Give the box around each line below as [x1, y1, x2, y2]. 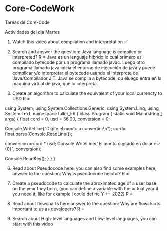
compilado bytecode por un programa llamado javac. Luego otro [12, 59, 145, 65]
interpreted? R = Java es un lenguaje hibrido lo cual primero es [12, 54, 142, 60]
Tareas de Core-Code [5, 19, 50, 25]
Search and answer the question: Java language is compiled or [12, 48, 142, 55]
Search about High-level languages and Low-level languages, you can [12, 215, 157, 221]
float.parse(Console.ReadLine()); [5, 131, 73, 137]
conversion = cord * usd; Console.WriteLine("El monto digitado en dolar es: [5, 140, 160, 146]
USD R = [12, 95, 30, 101]
